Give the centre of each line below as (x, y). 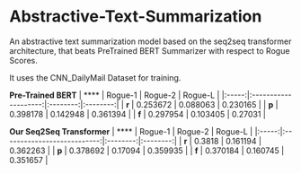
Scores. (23, 60)
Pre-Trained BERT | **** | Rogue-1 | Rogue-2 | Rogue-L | (115, 95)
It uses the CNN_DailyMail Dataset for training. (95, 77)
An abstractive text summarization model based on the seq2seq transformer (150, 41)
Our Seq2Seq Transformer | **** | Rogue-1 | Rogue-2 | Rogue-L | (131, 131)
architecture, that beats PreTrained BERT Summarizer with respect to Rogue (150, 50)
